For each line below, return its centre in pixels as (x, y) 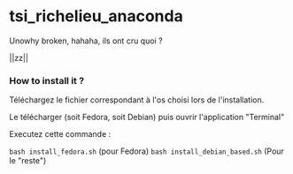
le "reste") (28, 161)
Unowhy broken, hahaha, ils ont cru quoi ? (86, 41)
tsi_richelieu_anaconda (96, 16)
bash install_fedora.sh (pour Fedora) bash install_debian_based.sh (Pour (147, 151)
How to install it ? (47, 80)
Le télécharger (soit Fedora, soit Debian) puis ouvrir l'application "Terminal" (147, 117)
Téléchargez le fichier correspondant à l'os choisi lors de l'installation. (137, 100)
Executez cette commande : (60, 134)
